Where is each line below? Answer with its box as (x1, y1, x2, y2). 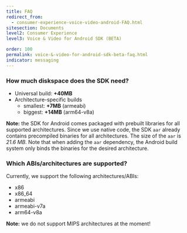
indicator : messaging (6, 57, 59, 63)
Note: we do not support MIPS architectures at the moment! (6, 220, 151, 227)
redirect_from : (6, 14, 43, 20)
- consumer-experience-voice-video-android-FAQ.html (11, 19, 143, 25)
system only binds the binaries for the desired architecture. (6, 145, 149, 152)
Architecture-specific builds (14, 96, 82, 103)
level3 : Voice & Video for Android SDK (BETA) (6, 36, 122, 42)
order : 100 (6, 46, 33, 53)
